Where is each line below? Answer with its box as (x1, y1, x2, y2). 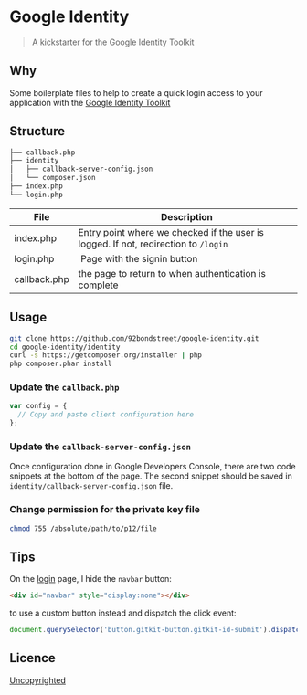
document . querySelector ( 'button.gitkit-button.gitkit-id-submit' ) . (9, 626, 272, 635)
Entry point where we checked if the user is (78, 226, 265, 238)
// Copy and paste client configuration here (17, 410, 195, 419)
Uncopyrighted (9, 674, 67, 686)
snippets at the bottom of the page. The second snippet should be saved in (9, 470, 292, 481)
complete (78, 279, 119, 291)
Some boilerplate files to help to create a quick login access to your (9, 87, 263, 98)
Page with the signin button (80, 252, 198, 265)
